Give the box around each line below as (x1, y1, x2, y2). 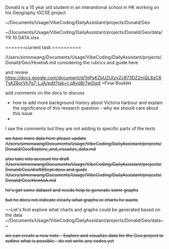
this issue (12, 111, 33, 116)
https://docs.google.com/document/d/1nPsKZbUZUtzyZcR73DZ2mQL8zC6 (5, 75, 162, 80)
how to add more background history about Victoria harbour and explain (12, 99, 163, 106)
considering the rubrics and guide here (57, 60, 138, 65)
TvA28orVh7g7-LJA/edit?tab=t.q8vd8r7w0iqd (5, 80, 101, 86)
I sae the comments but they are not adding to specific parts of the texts (5, 126, 155, 131)
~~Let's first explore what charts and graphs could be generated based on (5, 207, 160, 213)
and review (5, 69, 29, 75)
